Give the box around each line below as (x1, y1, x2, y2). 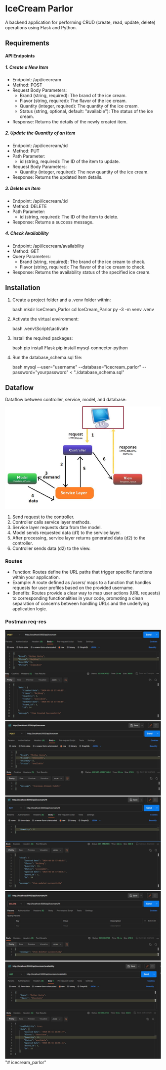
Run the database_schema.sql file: (12, 354, 83, 360)
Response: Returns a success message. (12, 219, 94, 225)
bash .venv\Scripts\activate (12, 325, 68, 331)
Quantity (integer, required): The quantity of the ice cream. (19, 103, 139, 109)
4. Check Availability (5, 230, 49, 236)
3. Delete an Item (5, 185, 41, 191)
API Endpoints (5, 53, 35, 58)
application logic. (12, 606, 47, 612)
